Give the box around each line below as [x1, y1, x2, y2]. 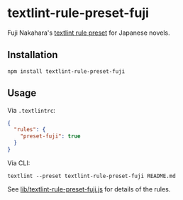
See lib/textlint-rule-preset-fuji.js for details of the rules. [7, 184, 171, 193]
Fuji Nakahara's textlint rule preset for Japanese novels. [7, 28, 170, 37]
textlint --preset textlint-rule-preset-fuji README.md [7, 172, 176, 179]
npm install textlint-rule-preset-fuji [7, 67, 126, 75]
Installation [7, 49, 58, 61]
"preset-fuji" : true [20, 133, 81, 140]
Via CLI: [7, 158, 30, 167]
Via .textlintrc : [7, 106, 55, 114]
